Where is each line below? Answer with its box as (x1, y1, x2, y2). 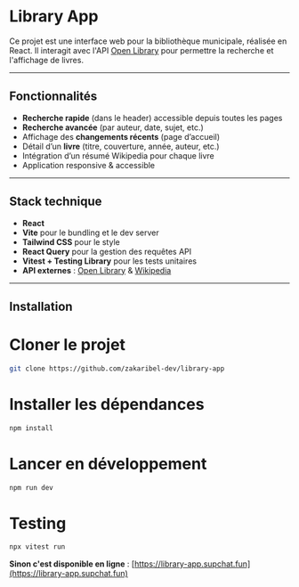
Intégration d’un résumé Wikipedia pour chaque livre (21, 150, 215, 161)
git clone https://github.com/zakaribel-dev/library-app (9, 363, 225, 373)
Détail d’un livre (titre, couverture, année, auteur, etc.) (21, 141, 220, 151)
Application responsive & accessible (21, 159, 156, 170)
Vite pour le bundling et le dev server (21, 227, 160, 238)
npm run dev (9, 483, 53, 492)
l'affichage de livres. (9, 54, 85, 65)
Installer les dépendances (9, 394, 205, 414)
